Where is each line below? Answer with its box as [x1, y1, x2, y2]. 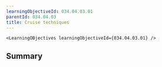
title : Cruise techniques [6, 19, 69, 25]
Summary [6, 51, 43, 61]
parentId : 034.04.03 [6, 14, 57, 20]
